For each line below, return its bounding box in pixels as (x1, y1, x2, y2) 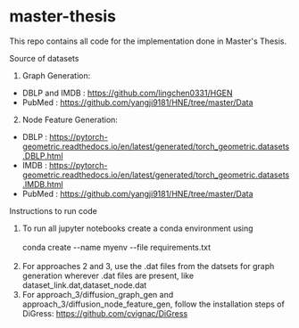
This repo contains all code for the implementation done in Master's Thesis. (9, 36, 287, 46)
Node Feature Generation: (21, 114, 119, 125)
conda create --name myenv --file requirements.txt (21, 242, 212, 252)
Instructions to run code (9, 205, 98, 216)
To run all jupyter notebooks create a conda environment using (21, 223, 253, 234)
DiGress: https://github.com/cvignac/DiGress (21, 307, 188, 318)
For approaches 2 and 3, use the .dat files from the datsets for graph (21, 260, 275, 271)
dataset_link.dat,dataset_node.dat (21, 279, 147, 291)
